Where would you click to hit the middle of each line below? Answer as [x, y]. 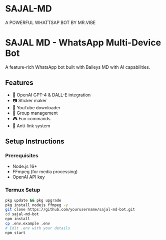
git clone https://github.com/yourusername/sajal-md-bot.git [70, 210]
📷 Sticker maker [29, 100]
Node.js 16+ [25, 166]
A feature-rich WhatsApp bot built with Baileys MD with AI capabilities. [78, 67]
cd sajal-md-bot [22, 214]
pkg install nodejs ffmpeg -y [37, 205]
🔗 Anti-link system [31, 126]
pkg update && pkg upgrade [33, 200]
